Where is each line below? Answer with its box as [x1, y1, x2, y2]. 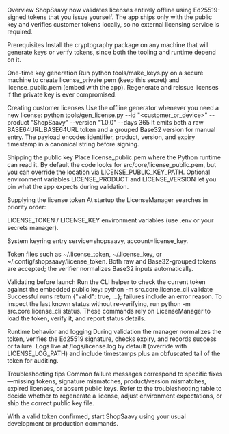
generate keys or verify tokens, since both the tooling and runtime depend [7, 48, 217, 56]
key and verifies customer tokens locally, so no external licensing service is [7, 21, 219, 28]
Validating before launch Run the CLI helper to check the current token [7, 278, 206, 286]
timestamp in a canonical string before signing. [7, 140, 139, 148]
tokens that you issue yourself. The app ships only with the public [27, 13, 213, 21]
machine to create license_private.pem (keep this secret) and [7, 76, 180, 84]
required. [7, 27, 33, 36]
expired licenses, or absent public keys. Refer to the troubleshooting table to [7, 385, 222, 392]
